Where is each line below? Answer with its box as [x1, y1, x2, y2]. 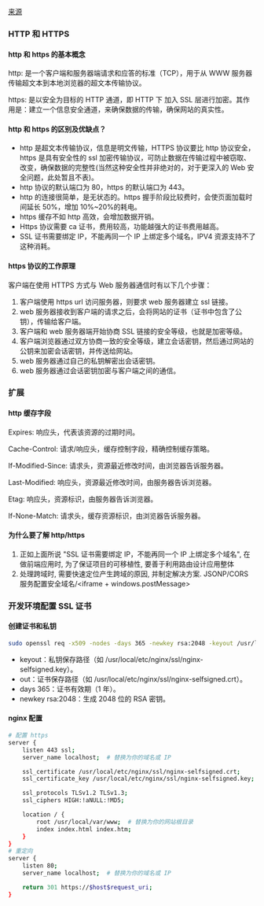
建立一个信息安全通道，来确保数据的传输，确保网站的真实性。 [28, 105, 229, 114]
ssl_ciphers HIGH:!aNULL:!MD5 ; [22, 797, 125, 804]
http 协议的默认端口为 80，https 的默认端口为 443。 [19, 183, 189, 192]
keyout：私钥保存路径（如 [19, 654, 104, 664]
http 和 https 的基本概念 [8, 50, 86, 59]
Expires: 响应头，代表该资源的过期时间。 [8, 427, 140, 437]
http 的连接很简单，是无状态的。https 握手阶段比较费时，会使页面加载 [19, 192, 246, 202]
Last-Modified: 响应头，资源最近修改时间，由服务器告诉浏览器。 [8, 477, 216, 486]
